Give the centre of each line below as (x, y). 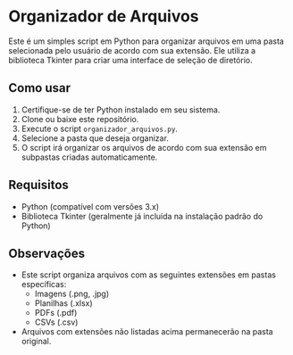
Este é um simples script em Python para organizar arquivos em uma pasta (146, 41)
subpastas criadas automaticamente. (89, 157)
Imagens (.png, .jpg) (72, 294)
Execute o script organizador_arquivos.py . (99, 128)
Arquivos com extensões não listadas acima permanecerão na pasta (147, 332)
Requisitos (38, 185)
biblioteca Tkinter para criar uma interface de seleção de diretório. (130, 60)
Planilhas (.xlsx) (63, 303)
